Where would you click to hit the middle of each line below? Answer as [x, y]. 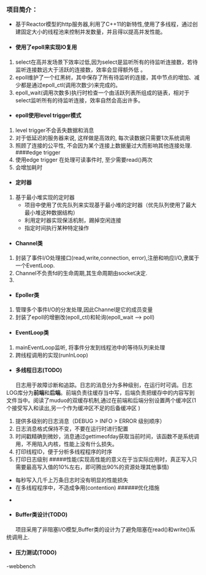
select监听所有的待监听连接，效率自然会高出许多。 [79, 100]
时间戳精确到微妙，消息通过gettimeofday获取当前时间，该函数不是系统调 [107, 436]
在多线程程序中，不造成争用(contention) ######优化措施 [87, 487]
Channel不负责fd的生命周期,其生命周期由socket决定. [81, 273]
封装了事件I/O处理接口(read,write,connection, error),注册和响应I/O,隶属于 [107, 258]
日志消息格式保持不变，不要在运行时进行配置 [72, 428]
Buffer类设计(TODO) [41, 515]
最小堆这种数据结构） [51, 212]
